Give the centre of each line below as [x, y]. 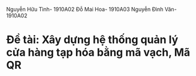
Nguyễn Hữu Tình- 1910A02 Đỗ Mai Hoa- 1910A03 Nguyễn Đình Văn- [91, 9]
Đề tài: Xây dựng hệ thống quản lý [92, 40]
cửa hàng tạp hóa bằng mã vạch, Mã [98, 52]
